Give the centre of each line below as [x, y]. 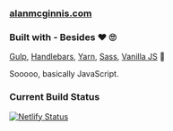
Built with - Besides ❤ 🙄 [63, 37]
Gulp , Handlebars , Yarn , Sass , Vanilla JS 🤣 [87, 57]
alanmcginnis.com [51, 13]
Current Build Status [55, 97]
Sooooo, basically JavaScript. [64, 74]
